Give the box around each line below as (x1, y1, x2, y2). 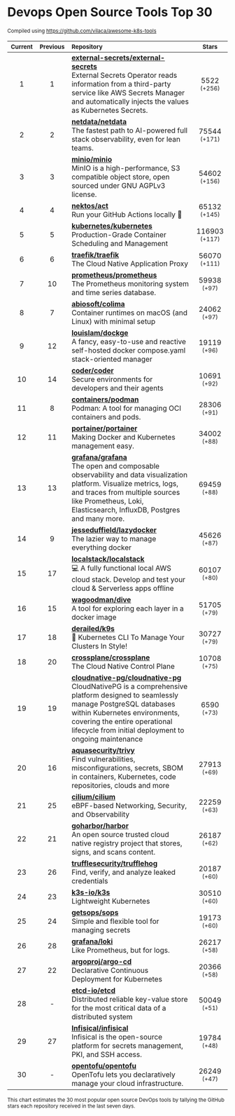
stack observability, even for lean (71, 134, 180, 144)
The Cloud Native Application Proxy (71, 259, 189, 268)
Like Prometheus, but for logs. (71, 945, 170, 955)
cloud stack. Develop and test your (71, 574, 186, 584)
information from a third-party (71, 79, 171, 88)
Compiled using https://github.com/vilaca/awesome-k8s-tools (7, 27, 157, 34)
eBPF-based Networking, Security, (71, 801, 187, 810)
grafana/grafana (71, 452, 127, 462)
